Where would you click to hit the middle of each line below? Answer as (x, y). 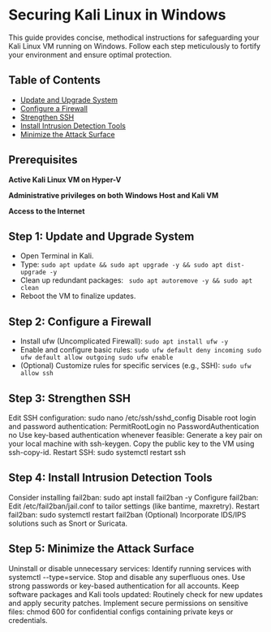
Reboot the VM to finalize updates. (78, 296)
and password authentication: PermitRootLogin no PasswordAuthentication (134, 426)
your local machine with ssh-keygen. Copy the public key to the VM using (131, 444)
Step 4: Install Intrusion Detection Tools (110, 478)
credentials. (28, 620)
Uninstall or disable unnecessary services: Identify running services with (130, 568)
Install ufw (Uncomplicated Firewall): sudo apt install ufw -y (124, 341)
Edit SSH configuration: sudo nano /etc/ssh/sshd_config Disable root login (133, 418)
